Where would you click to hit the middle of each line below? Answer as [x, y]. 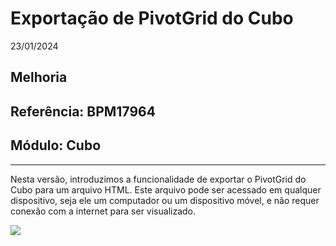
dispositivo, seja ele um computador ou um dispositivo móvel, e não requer [165, 200]
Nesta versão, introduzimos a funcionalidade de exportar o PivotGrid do [158, 179]
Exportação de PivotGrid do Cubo [152, 18]
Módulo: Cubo [56, 145]
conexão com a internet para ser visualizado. [103, 211]
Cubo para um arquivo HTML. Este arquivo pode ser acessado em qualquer [166, 189]
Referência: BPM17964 [83, 111]
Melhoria [39, 77]
